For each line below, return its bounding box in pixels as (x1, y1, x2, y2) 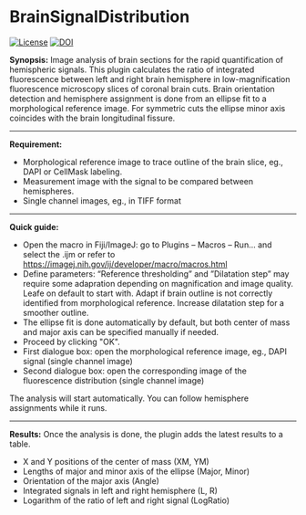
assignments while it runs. (9, 402, 107, 413)
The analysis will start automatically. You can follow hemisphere (9, 393, 249, 404)
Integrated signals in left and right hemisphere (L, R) (22, 485, 219, 496)
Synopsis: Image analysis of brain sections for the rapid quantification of (9, 54, 284, 65)
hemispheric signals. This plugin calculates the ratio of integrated (9, 64, 255, 75)
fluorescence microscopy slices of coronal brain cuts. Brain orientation (9, 83, 275, 94)
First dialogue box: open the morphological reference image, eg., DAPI (22, 345, 287, 357)
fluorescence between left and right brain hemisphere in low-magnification (9, 73, 291, 84)
